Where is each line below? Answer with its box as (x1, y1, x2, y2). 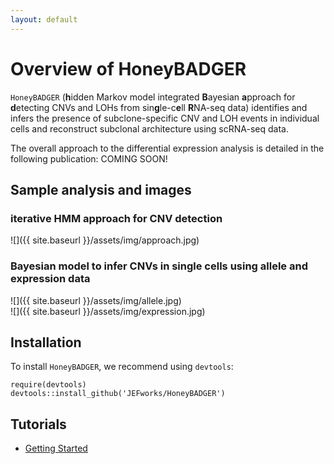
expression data (10, 272, 91, 286)
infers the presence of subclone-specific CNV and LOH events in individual (10, 112, 320, 124)
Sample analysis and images (10, 181, 192, 198)
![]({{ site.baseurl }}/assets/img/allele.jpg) (10, 294, 182, 306)
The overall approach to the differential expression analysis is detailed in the (10, 142, 325, 154)
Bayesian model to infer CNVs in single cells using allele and (10, 259, 308, 273)
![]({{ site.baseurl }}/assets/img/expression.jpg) (10, 305, 206, 317)
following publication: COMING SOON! (10, 152, 168, 165)
